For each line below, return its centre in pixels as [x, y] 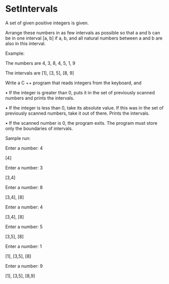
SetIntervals [32, 9]
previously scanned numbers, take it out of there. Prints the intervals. [77, 113]
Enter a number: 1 [24, 246]
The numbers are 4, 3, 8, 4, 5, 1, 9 [40, 63]
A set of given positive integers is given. [47, 23]
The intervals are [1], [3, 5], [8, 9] [40, 73]
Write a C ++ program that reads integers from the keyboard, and [74, 83]
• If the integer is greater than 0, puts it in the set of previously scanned [80, 92]
